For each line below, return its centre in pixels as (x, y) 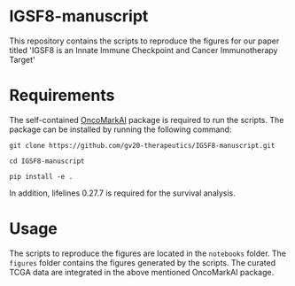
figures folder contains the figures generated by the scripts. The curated (143, 262)
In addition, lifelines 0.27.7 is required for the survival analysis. (123, 193)
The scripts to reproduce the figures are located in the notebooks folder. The (147, 253)
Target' (22, 59)
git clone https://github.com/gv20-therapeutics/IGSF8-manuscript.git (142, 145)
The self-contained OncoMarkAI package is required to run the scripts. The (147, 120)
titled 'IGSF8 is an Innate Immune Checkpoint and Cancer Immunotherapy (144, 50)
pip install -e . (41, 176)
